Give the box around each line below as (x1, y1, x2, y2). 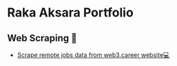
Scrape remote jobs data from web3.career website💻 (17, 51, 170, 59)
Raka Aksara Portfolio (7, 5, 134, 21)
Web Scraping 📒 (7, 32, 78, 44)
